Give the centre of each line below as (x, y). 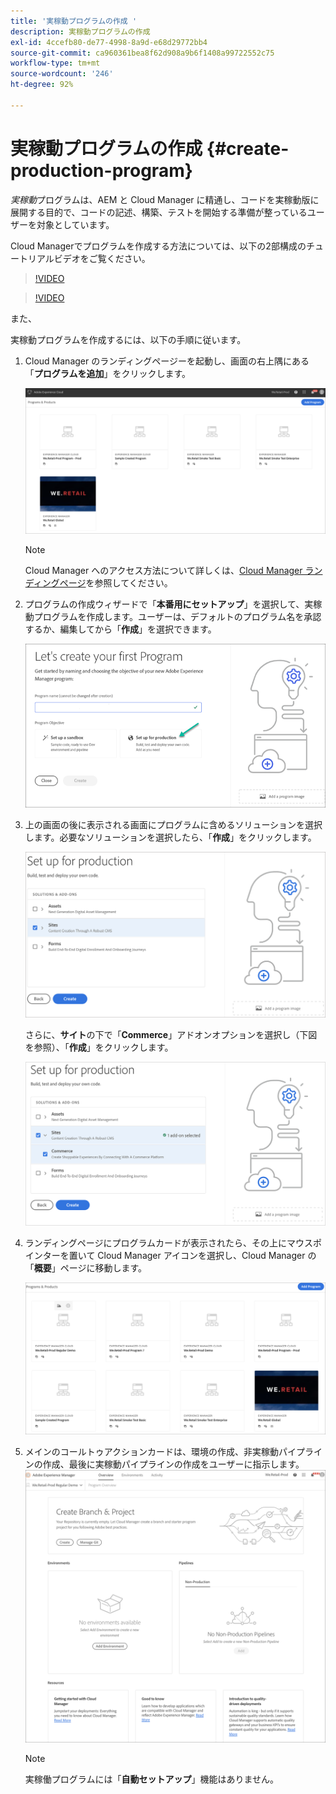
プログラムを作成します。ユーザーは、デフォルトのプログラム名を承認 (177, 617)
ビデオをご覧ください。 (102, 258)
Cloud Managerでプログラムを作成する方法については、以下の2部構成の (158, 246)
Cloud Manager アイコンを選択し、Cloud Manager (201, 1255)
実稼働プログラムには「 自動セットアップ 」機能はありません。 (151, 1779)
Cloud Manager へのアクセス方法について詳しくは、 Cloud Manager (163, 571)
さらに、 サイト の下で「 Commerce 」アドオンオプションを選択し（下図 (171, 1034)
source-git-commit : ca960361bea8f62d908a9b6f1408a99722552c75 (142, 53)
